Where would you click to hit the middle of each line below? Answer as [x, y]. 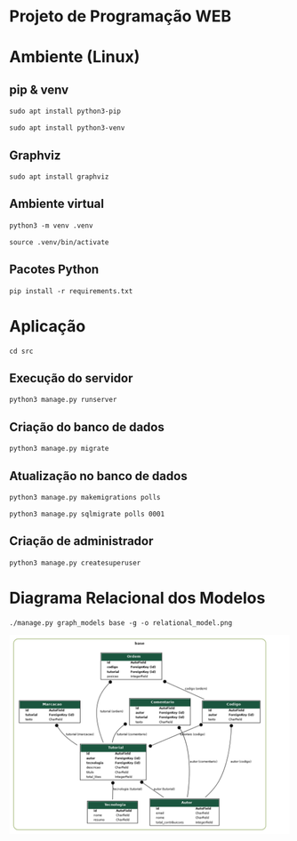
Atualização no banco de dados [99, 476]
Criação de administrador [81, 541]
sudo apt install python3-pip [65, 112]
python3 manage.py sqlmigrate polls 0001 [87, 514]
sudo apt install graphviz [59, 177]
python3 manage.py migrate [59, 449]
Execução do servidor [71, 378]
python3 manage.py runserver [63, 400]
